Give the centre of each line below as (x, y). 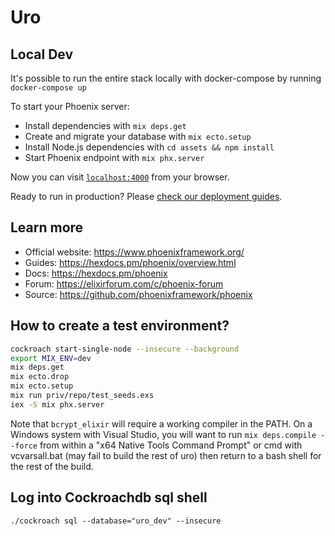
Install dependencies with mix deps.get (105, 125)
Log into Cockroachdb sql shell (109, 497)
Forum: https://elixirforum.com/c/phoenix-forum (124, 283)
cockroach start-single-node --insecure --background (125, 349)
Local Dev (42, 54)
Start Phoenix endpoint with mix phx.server (114, 157)
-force (24, 446)
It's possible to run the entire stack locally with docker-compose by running (166, 78)
